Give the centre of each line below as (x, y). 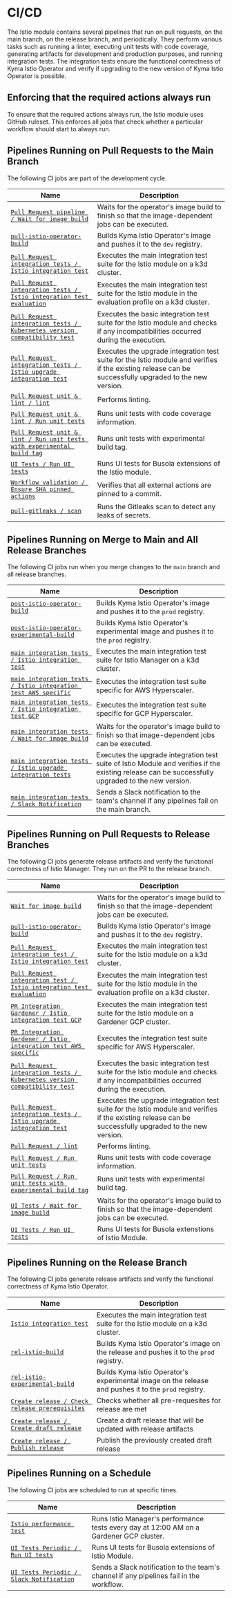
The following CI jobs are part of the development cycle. (87, 178)
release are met (122, 1409)
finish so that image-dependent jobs (156, 735)
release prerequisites (48, 1408)
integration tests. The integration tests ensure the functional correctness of (114, 61)
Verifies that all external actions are (154, 485)
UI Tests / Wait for (44, 1206)
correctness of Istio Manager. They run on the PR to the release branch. (109, 869)
